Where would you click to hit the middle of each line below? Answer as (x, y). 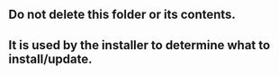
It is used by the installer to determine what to (139, 45)
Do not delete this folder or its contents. (122, 15)
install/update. (50, 58)
